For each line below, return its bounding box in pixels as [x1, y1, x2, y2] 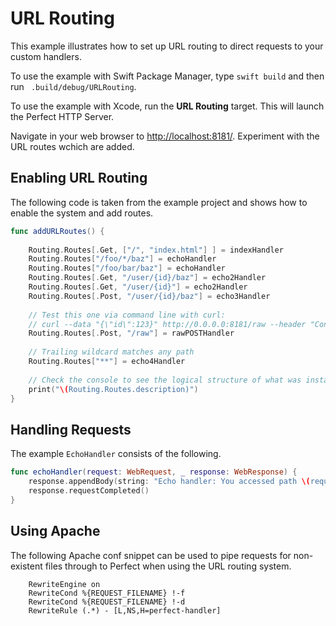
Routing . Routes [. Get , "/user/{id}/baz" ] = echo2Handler [28, 273, 267, 283]
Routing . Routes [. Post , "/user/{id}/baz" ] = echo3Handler [28, 291, 271, 301]
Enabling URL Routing [10, 170, 148, 187]
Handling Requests [10, 421, 132, 438]
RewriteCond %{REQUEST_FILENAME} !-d [28, 597, 186, 607]
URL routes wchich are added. [10, 140, 135, 152]
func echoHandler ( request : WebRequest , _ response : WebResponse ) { [10, 467, 298, 477]
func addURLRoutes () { [10, 226, 105, 236]
